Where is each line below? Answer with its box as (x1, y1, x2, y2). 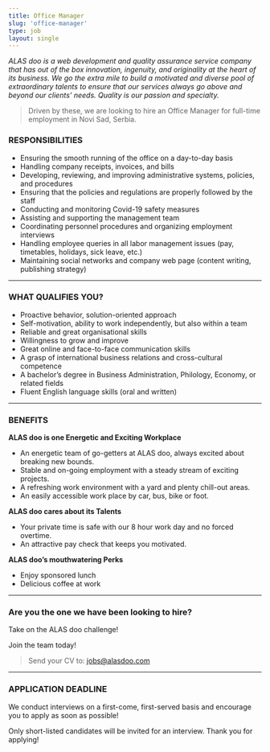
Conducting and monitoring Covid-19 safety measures (19, 204, 200, 214)
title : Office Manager (8, 11, 84, 20)
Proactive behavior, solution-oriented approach (19, 310, 177, 319)
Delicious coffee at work (19, 579, 101, 589)
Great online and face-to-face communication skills (19, 343, 191, 354)
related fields (19, 378, 64, 388)
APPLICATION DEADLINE (8, 684, 108, 695)
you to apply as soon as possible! (8, 710, 119, 720)
